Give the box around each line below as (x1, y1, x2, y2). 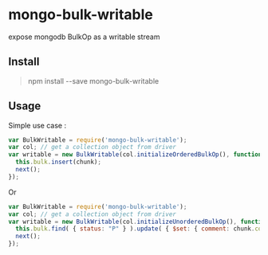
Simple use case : (8, 120, 66, 130)
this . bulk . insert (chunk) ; (15, 158, 102, 167)
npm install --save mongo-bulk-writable (27, 76, 160, 85)
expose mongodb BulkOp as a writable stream (8, 32, 160, 41)
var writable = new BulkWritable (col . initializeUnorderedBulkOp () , (8, 218, 238, 226)
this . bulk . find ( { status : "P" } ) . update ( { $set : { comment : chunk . (15, 225, 255, 233)
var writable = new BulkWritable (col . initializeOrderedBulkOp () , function (8, 151, 262, 159)
